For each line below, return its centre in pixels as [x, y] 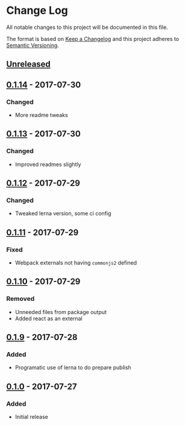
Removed [20, 299]
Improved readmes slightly [48, 164]
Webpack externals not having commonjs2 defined [76, 263]
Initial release [31, 417]
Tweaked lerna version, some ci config [63, 213]
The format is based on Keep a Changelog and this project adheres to [93, 39]
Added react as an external [49, 318]
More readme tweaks [41, 115]
